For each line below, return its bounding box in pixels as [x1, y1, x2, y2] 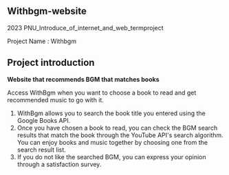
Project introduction [7, 57, 95, 69]
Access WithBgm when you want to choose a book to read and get [7, 89, 197, 97]
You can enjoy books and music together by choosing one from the [17, 138, 208, 146]
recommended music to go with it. [7, 95, 105, 104]
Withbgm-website [7, 5, 87, 17]
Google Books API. [17, 116, 71, 124]
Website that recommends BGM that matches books [7, 75, 160, 83]
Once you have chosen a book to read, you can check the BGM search [17, 124, 218, 132]
